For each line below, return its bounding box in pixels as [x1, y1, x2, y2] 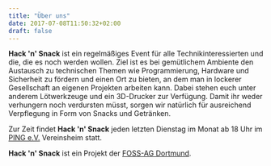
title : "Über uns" [8, 11, 70, 20]
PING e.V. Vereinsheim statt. [8, 133, 103, 143]
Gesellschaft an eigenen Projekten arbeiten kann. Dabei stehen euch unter [8, 83, 256, 93]
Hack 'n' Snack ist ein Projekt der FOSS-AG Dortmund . [8, 148, 192, 158]
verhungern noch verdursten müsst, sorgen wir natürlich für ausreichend [8, 100, 252, 110]
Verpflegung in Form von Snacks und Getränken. [8, 109, 171, 118]
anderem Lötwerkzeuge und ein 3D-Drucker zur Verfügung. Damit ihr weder [8, 92, 263, 102]
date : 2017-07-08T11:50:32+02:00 [8, 19, 121, 27]
